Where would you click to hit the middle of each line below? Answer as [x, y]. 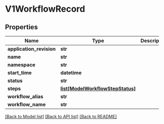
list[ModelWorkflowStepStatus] [98, 89]
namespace [21, 65]
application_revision [32, 49]
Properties [21, 27]
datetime [71, 73]
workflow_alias [25, 96]
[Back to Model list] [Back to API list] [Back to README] [61, 116]
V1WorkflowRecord [45, 9]
